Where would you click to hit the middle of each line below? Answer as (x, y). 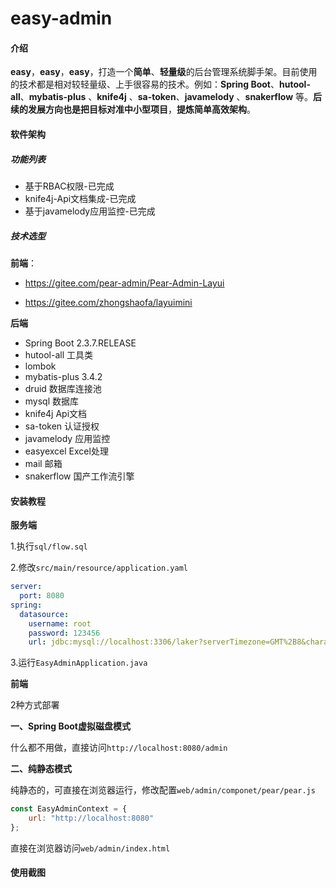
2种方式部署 (35, 705)
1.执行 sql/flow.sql (49, 546)
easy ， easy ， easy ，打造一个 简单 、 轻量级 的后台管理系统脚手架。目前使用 (164, 72)
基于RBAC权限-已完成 (69, 186)
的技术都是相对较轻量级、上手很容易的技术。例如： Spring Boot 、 (145, 84)
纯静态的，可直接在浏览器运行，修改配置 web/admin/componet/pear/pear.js (163, 790)
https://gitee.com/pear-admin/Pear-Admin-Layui (124, 283)
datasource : (44, 614)
